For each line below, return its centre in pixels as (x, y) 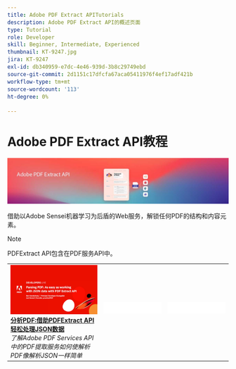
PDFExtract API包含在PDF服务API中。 (62, 254)
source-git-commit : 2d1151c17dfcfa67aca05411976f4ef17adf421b (100, 74)
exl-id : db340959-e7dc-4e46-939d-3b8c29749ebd (77, 67)
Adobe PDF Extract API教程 (87, 142)
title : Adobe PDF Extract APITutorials (66, 15)
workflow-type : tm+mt (39, 82)
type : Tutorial (29, 30)
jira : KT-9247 (28, 60)
